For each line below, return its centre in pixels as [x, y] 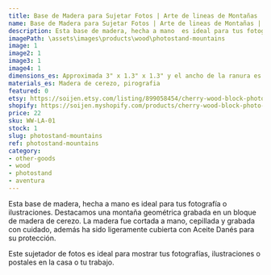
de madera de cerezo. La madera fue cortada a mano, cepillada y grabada [132, 221]
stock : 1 [23, 128]
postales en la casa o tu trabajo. [61, 262]
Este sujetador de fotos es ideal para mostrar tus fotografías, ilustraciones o [134, 253]
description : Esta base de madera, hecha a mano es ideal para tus [126, 31]
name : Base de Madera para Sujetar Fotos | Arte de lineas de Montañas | [135, 23]
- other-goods [32, 158]
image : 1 [23, 46]
